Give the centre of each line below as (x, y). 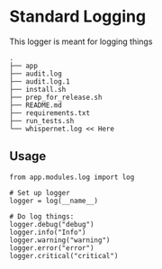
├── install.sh (38, 89)
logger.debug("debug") (52, 224)
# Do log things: (42, 216)
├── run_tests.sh (42, 121)
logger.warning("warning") (60, 240)
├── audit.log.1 (40, 81)
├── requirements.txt (50, 113)
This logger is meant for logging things (81, 41)
